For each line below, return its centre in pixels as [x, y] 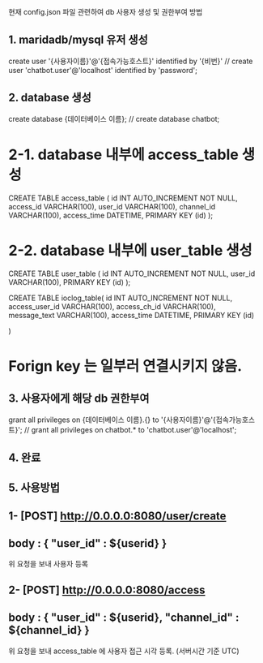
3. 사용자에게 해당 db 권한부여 [79, 399]
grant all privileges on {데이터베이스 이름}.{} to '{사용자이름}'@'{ [112, 420]
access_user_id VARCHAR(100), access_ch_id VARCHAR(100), [112, 306]
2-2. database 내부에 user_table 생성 [130, 250]
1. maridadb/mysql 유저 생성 [78, 40]
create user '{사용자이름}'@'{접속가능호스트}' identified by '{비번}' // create [131, 61]
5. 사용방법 [34, 488]
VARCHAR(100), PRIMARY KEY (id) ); [70, 282]
